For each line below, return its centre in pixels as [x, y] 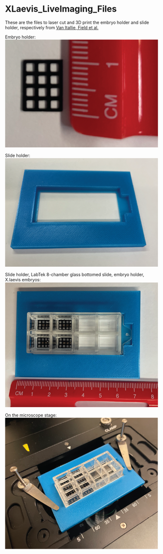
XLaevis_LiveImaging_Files [61, 9]
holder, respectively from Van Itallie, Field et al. [52, 27]
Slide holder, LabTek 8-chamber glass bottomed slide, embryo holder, [75, 274]
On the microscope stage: [31, 415]
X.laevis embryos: [23, 279]
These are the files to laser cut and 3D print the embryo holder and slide [77, 22]
